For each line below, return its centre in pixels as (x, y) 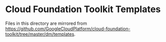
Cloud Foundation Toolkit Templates (83, 9)
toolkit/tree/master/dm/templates (40, 34)
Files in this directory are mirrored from (46, 23)
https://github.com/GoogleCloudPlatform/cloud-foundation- (68, 28)
